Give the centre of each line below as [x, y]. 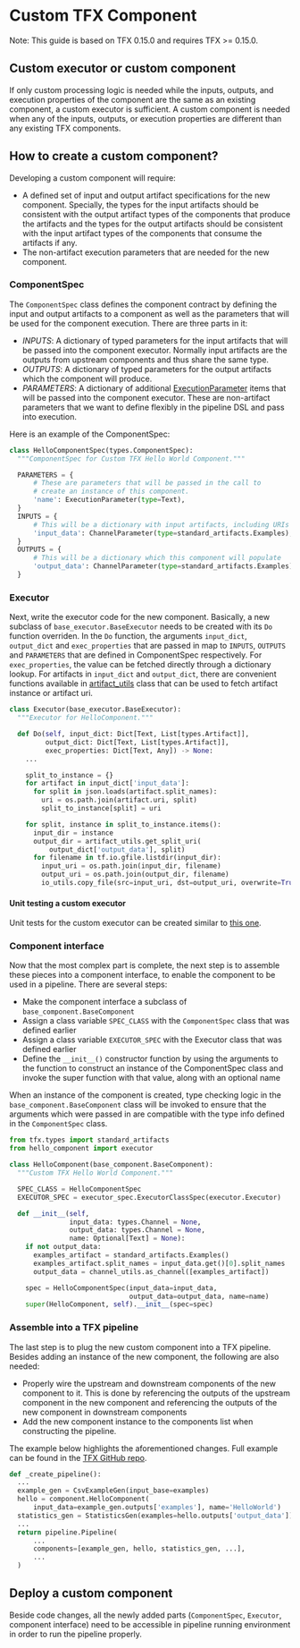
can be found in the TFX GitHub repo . [78, 1457]
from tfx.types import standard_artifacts [89, 1140]
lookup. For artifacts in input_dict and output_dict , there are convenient [143, 674]
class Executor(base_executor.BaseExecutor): [95, 709]
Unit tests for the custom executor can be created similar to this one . [135, 923]
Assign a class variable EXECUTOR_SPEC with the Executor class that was [152, 1040]
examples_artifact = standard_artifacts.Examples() [131, 1255]
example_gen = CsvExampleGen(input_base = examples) [113, 1491]
